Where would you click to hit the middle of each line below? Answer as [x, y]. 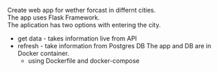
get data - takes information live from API [77, 38]
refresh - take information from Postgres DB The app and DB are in [114, 46]
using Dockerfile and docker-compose [84, 61]
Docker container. [43, 53]
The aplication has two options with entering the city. [84, 25]
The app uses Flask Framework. [54, 17]
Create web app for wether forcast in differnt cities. [82, 10]
